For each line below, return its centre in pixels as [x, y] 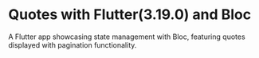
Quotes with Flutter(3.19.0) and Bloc [130, 15]
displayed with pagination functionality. [73, 44]
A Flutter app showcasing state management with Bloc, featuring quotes [127, 37]
